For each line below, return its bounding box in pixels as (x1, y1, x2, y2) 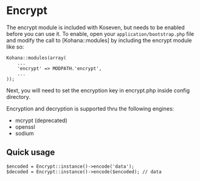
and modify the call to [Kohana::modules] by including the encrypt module (6, 36, 192, 44)
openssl (15, 123, 35, 131)
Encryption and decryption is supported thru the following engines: (6, 104, 174, 112)
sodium (15, 129, 35, 137)
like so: (6, 43, 24, 50)
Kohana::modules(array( (6, 55, 67, 61)
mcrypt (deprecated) (15, 117, 68, 124)
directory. (6, 93, 30, 100)
